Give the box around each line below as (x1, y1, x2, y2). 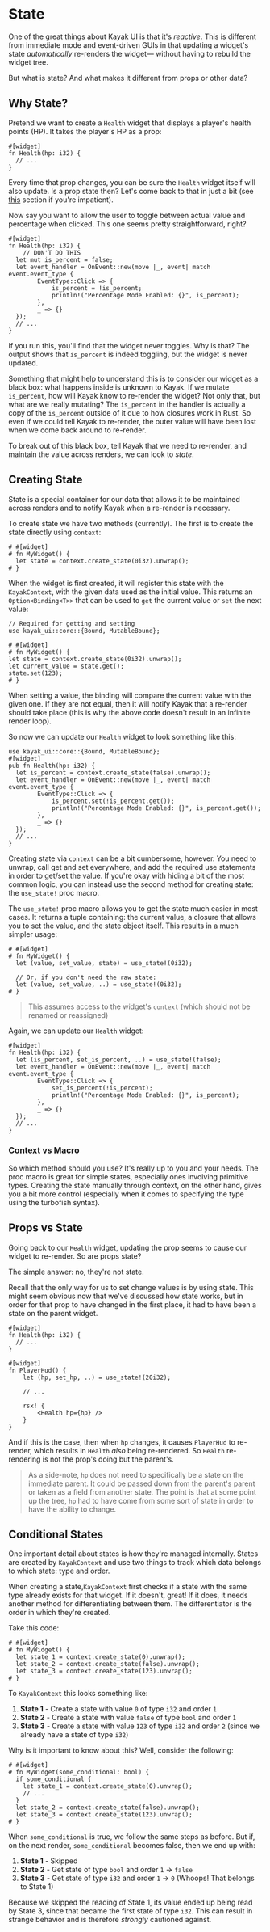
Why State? (8, 96, 69, 110)
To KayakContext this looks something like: (8, 1689, 148, 1698)
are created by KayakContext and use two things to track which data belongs (8, 1558, 262, 1567)
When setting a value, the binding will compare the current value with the (8, 690, 251, 700)
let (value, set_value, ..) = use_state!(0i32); (15, 980, 182, 989)
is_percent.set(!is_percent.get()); (51, 797, 175, 805)
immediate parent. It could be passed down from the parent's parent (27, 1479, 255, 1488)
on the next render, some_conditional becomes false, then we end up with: (8, 1841, 255, 1850)
